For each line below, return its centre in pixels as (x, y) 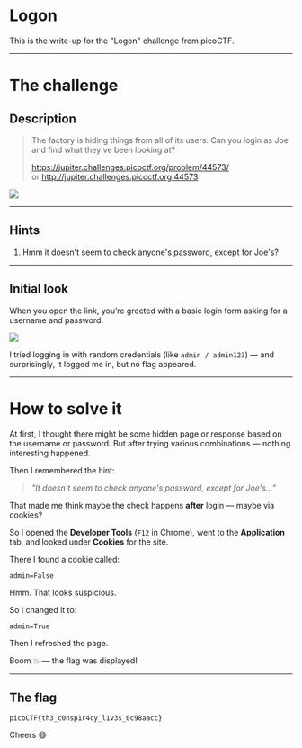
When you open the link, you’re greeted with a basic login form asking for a (148, 311)
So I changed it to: (43, 609)
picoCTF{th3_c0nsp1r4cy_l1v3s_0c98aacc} (86, 718)
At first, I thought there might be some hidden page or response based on (146, 434)
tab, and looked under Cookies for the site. (89, 542)
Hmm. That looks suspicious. (63, 592)
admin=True (30, 626)
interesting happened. (50, 453)
